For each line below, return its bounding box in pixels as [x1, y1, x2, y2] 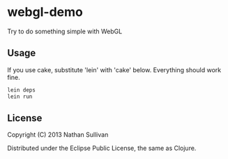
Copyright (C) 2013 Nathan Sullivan [7, 131, 109, 139]
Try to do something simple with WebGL [7, 27, 123, 35]
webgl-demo [7, 4, 84, 20]
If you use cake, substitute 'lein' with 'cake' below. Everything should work [7, 65, 222, 74]
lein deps [7, 86, 36, 94]
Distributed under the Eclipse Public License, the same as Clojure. [7, 144, 197, 153]
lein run [7, 93, 33, 100]
